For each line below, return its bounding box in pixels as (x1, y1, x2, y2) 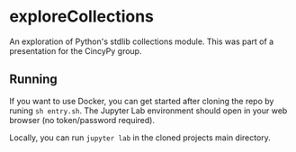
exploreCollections (9, 6, 155, 27)
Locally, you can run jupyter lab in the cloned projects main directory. (9, 132, 272, 143)
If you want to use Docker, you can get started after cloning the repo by (9, 95, 274, 106)
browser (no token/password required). (9, 114, 156, 125)
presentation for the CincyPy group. (9, 45, 142, 56)
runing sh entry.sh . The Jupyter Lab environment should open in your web (9, 105, 288, 116)
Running (9, 72, 58, 87)
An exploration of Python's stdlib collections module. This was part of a (9, 36, 274, 47)
